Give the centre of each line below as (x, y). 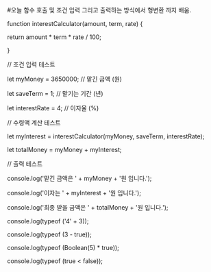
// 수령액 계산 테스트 (34, 123)
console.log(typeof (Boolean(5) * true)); (63, 248)
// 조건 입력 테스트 (32, 64)
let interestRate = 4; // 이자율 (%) (53, 108)
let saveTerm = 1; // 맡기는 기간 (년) (55, 94)
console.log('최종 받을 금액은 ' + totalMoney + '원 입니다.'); (88, 207)
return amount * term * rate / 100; (54, 37)
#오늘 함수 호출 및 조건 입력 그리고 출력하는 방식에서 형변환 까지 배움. (99, 10)
